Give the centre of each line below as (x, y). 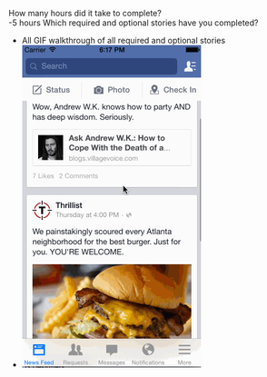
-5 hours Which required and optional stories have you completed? (133, 23)
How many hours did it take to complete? (85, 13)
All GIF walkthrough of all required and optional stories (124, 40)
